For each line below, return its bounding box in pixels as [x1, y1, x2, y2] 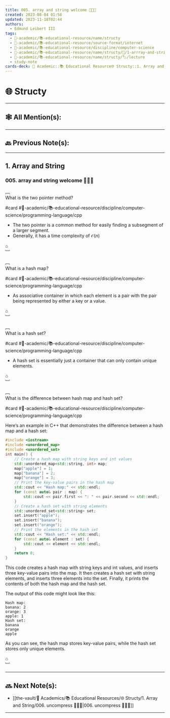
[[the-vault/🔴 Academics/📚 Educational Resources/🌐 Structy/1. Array [12, 695, 158, 701]
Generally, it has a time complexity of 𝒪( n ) [12, 233, 100, 239]
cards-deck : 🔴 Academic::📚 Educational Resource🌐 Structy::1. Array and [5, 64, 164, 69]
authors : [5, 21, 24, 27]
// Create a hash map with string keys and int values [14, 457, 133, 462]
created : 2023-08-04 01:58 [5, 12, 62, 17]
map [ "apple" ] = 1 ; [14, 466, 53, 471]
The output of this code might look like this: [5, 591, 96, 597]
